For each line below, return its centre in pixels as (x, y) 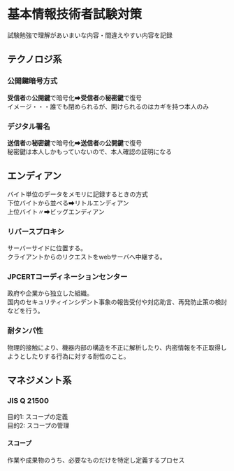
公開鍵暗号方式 (32, 81)
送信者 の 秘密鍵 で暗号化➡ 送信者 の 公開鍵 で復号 (74, 143)
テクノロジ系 (35, 59)
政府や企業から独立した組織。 (50, 293)
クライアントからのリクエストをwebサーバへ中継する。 (87, 257)
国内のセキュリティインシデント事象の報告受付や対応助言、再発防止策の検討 (117, 302)
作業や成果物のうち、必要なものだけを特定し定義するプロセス (96, 460)
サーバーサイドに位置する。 (47, 248)
